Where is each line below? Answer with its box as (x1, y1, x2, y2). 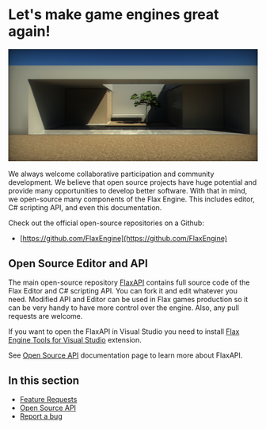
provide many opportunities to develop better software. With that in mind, (8, 186, 248, 196)
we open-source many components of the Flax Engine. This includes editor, (8, 194, 255, 204)
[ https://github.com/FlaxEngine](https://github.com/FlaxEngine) (19, 234, 228, 243)
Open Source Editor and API (8, 256, 148, 270)
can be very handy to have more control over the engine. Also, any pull (8, 303, 240, 312)
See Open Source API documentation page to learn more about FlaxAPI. (8, 350, 243, 360)
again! (8, 22, 51, 40)
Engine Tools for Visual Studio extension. (8, 335, 142, 345)
